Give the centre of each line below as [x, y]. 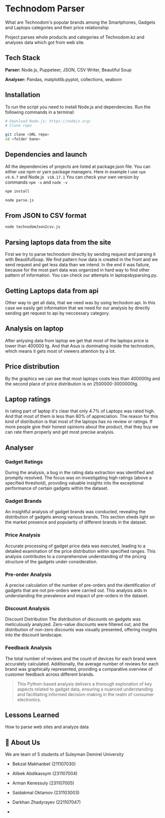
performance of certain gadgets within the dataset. [57, 488]
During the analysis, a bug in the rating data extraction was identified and [79, 473]
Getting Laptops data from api [52, 291]
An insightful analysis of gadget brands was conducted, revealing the [75, 512]
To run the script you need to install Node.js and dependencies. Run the [78, 107]
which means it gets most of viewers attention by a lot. [61, 351]
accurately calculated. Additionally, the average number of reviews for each [82, 664]
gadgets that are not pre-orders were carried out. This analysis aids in [76, 590]
